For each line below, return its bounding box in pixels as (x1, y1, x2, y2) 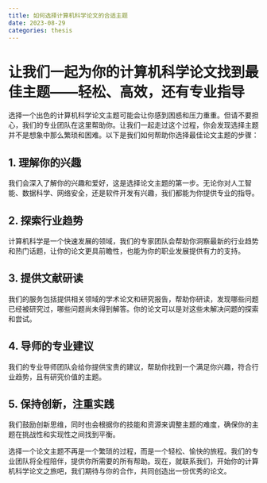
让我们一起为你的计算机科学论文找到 (8, 63, 246, 81)
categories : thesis (8, 26, 73, 34)
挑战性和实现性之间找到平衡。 (21, 430, 120, 439)
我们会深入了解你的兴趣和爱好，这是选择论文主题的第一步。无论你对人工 (8, 178, 245, 188)
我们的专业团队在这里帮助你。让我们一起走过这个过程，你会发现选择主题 (21, 121, 259, 130)
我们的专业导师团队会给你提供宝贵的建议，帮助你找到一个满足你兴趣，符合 (8, 362, 252, 371)
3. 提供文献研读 (8, 271, 83, 286)
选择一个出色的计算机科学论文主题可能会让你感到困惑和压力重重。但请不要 (8, 110, 252, 120)
